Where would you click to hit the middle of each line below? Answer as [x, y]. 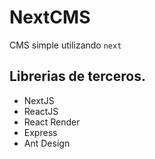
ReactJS [41, 111]
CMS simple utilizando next [65, 45]
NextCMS [50, 17]
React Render [52, 122]
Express [40, 132]
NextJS [39, 100]
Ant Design [47, 143]
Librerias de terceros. [77, 76]
